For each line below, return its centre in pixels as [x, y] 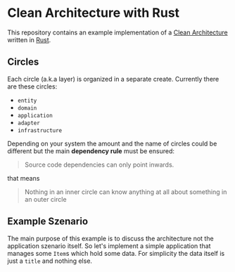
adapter [28, 123]
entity [27, 101]
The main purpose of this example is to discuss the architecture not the [110, 238]
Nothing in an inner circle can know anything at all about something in [126, 192]
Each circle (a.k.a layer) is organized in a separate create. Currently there [113, 79]
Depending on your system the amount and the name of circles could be [112, 143]
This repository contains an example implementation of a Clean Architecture [118, 32]
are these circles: [32, 86]
